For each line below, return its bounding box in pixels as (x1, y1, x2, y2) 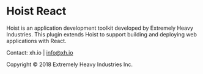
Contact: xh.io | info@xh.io (6, 49, 73, 56)
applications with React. (6, 37, 67, 44)
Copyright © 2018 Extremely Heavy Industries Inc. (6, 61, 133, 68)
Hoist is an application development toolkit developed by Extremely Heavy (6, 24, 194, 32)
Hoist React (6, 4, 67, 18)
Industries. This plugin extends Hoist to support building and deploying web (6, 30, 197, 38)
